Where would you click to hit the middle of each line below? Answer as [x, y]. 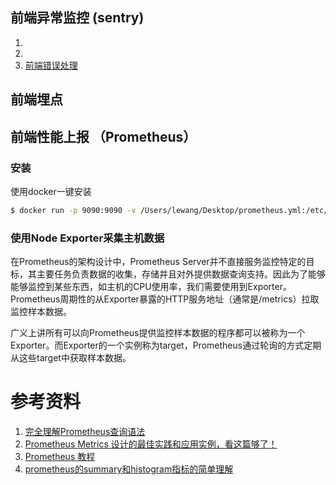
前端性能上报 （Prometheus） [103, 136]
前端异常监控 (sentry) [77, 18]
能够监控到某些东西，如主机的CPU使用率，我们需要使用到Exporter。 [151, 287]
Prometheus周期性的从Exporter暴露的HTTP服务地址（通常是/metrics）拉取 [165, 299]
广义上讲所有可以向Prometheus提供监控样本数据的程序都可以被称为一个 [158, 333]
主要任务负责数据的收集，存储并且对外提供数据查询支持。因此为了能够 [181, 274]
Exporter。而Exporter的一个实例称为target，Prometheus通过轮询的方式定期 [166, 345]
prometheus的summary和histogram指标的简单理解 [129, 469]
